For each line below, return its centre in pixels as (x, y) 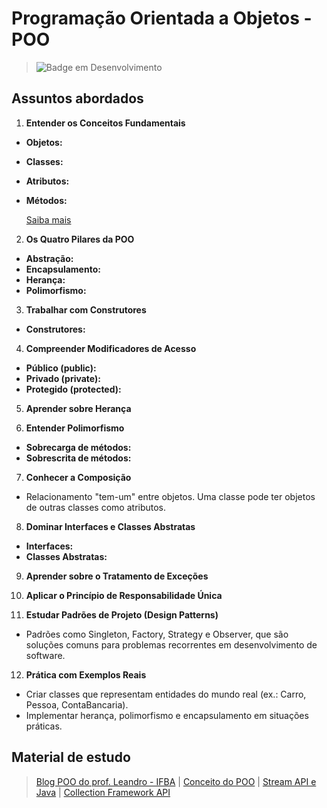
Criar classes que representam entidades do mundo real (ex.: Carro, (166, 694)
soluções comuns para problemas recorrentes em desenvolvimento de (171, 644)
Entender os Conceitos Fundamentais (105, 123)
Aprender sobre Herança (78, 408)
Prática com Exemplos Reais (86, 674)
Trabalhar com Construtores (86, 309)
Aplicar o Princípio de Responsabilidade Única (124, 595)
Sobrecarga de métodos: (78, 447)
